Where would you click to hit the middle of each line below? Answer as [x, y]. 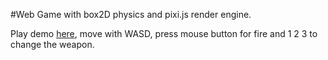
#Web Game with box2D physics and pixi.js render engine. [131, 14]
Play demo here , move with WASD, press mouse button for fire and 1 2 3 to [164, 33]
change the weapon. [52, 44]
